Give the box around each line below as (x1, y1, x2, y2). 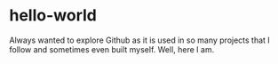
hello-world (9, 5, 98, 26)
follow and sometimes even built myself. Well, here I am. (9, 44, 215, 54)
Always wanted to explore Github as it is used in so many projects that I (9, 35, 271, 45)
